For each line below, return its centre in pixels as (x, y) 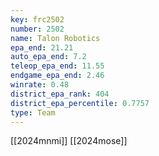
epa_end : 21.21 (42, 47)
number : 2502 (37, 29)
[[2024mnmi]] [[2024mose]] (69, 141)
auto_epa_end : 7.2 (48, 57)
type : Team (33, 112)
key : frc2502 (37, 19)
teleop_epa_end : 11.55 (57, 66)
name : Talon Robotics (55, 38)
